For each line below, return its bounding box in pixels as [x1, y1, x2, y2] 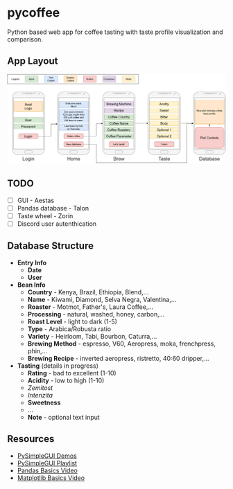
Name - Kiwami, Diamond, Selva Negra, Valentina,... [27, 295, 177, 303]
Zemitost [27, 383, 53, 392]
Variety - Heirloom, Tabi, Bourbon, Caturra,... [27, 332, 157, 340]
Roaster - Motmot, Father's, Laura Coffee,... [27, 303, 154, 311]
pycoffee [7, 5, 60, 21]
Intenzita [27, 391, 53, 399]
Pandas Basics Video [17, 466, 78, 474]
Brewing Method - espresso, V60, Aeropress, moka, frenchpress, [27, 339, 216, 348]
